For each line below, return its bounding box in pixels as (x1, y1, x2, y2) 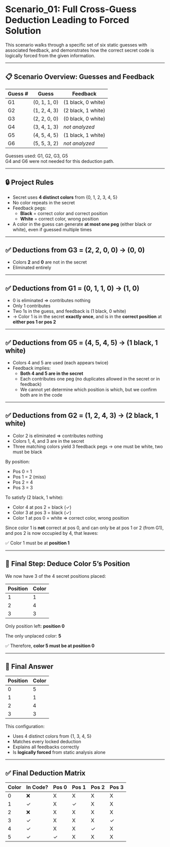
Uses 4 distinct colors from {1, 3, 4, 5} (12, 733, 92, 739)
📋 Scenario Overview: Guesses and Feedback (5, 72, 154, 81)
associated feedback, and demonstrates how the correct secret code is (5, 47, 154, 53)
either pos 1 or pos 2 (12, 319, 57, 325)
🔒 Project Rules (5, 178, 54, 187)
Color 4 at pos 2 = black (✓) (12, 504, 72, 510)
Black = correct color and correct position (20, 210, 108, 216)
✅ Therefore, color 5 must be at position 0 (5, 643, 95, 649)
